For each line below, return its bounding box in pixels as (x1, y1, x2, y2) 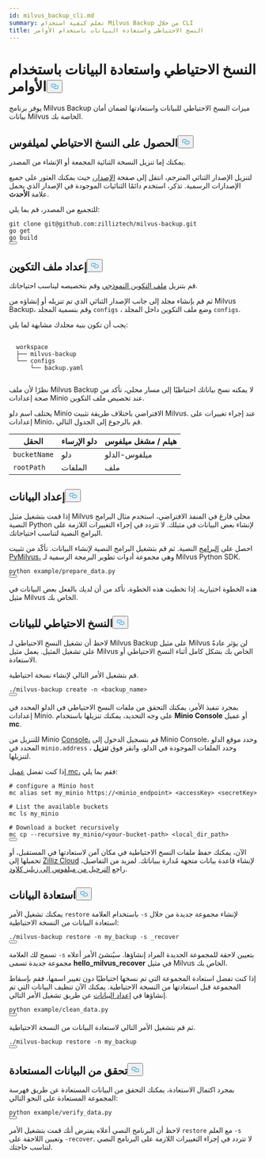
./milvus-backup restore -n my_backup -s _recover (9, 933, 180, 941)
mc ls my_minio (9, 809, 59, 818)
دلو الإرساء (61, 435, 97, 446)
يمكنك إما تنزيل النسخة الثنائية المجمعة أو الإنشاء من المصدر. (9, 158, 187, 167)
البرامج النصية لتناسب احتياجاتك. (9, 528, 103, 538)
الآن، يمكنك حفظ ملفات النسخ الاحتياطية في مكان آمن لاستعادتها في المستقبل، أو (9, 847, 247, 857)
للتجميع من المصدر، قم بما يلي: (9, 205, 100, 215)
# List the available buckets (9, 803, 109, 811)
